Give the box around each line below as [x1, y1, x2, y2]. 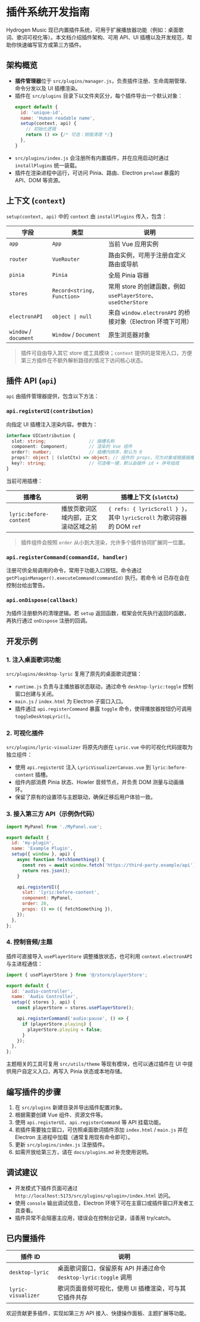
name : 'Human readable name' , [20, 115, 95, 121]
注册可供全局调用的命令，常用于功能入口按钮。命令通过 [6, 567, 142, 574]
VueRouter [52, 255, 80, 263]
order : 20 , [21, 900, 49, 907]
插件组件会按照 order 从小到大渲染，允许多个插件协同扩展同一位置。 [20, 538, 189, 545]
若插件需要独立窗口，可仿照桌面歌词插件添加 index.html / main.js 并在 [14, 1126, 189, 1133]
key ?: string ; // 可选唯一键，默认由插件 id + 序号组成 [11, 460, 180, 466]
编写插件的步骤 [6, 1087, 61, 1097]
